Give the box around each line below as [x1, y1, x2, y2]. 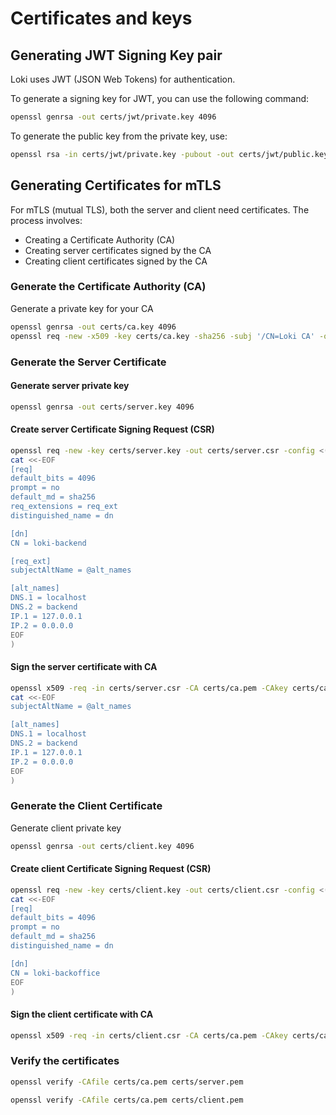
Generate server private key [10, 380, 130, 392]
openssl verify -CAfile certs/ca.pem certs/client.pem [10, 1095, 244, 1105]
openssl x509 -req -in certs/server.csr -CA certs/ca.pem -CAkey [10, 683, 288, 693]
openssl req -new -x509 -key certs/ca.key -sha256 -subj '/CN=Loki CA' [10, 331, 315, 341]
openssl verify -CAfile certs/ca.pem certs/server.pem [10, 1077, 244, 1087]
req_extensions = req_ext [10, 502, 118, 512]
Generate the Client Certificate [10, 799, 163, 813]
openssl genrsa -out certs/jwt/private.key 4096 [10, 112, 217, 122]
